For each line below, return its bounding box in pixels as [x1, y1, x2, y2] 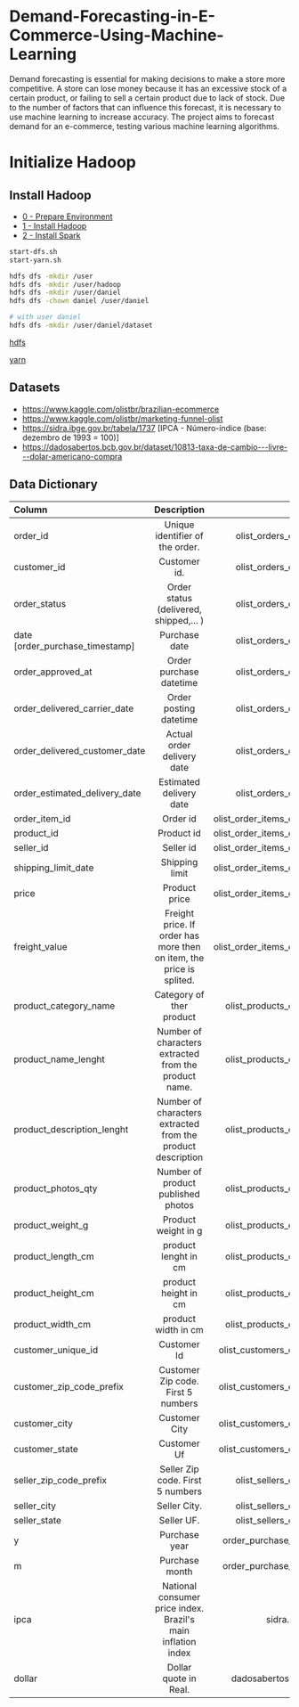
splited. [164, 974, 195, 986]
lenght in [161, 1250, 198, 1262]
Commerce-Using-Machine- [9, 25, 224, 45]
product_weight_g [13, 1219, 89, 1231]
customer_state [13, 1442, 78, 1455]
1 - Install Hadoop [21, 220, 87, 231]
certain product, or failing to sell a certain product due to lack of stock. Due [9, 92, 286, 103]
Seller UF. [158, 1514, 200, 1526]
